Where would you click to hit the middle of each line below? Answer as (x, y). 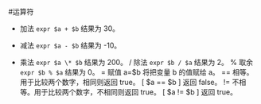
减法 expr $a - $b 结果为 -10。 (70, 45)
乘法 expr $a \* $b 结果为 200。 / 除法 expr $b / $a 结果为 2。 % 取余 (136, 62)
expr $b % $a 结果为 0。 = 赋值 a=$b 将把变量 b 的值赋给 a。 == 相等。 (136, 72)
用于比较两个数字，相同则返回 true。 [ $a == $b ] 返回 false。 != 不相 (133, 82)
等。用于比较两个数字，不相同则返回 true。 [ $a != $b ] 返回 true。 (128, 92)
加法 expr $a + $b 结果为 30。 (69, 29)
